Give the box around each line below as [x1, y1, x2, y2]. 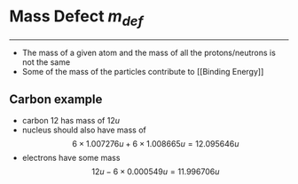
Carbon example [9, 92, 103, 107]
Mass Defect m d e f [9, 6, 144, 29]
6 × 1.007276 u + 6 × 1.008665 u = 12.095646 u [72, 139, 239, 149]
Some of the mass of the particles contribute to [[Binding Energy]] [21, 66, 264, 76]
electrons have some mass [21, 153, 121, 164]
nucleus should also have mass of [21, 124, 146, 135]
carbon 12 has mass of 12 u [21, 116, 120, 126]
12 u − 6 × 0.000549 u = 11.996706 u [91, 166, 220, 177]
